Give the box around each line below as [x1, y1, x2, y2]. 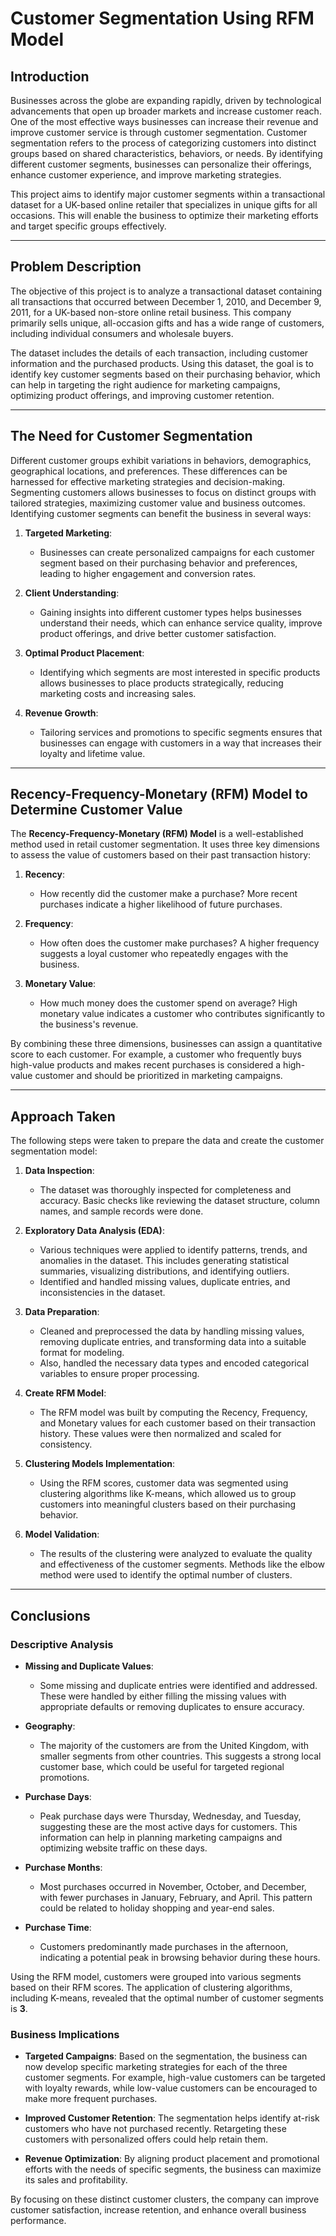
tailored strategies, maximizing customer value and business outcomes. [10, 497, 306, 509]
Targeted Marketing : [24, 527, 113, 539]
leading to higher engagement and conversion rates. [39, 567, 257, 579]
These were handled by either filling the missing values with [39, 1690, 287, 1702]
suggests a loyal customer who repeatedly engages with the [39, 948, 289, 960]
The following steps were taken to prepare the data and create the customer [10, 1135, 325, 1147]
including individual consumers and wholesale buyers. [10, 327, 234, 339]
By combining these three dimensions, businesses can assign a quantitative [10, 1038, 323, 1050]
